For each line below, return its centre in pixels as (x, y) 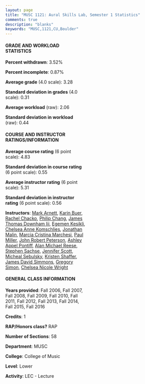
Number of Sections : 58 (31, 336)
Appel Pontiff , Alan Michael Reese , (42, 245)
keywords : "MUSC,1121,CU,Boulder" (42, 29)
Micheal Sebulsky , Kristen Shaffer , (41, 256)
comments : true (21, 19)
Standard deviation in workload (39, 117)
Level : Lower (19, 366)
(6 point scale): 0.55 (26, 172)
